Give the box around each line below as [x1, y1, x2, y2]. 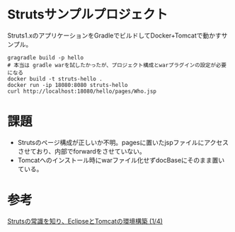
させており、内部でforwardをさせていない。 [17, 146, 147, 156]
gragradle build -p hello [7, 54, 84, 61]
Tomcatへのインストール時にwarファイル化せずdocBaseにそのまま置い [17, 156, 225, 164]
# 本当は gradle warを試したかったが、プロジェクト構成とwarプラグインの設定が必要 [7, 62, 227, 69]
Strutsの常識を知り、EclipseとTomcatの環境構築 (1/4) [7, 216, 163, 225]
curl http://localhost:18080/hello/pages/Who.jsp [7, 88, 157, 95]
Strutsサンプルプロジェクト [7, 6, 168, 23]
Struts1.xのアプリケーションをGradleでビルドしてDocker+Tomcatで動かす [7, 31, 222, 40]
